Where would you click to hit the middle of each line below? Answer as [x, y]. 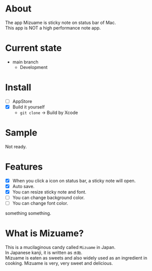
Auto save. [23, 186]
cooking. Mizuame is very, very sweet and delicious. [59, 263]
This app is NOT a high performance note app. [53, 27]
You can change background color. [48, 197]
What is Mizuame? [44, 233]
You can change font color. [40, 203]
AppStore [22, 101]
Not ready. [16, 146]
